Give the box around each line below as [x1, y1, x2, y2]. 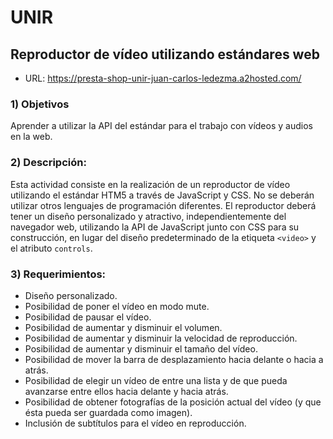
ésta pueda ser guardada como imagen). [24, 406, 193, 418]
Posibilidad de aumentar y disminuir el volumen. [24, 321, 223, 333]
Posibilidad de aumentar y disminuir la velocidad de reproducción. [24, 332, 298, 344]
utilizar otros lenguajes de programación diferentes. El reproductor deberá [10, 199, 317, 211]
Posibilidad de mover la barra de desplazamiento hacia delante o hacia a [24, 353, 324, 365]
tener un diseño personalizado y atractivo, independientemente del [10, 210, 287, 222]
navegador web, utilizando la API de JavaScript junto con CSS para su [10, 221, 300, 233]
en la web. [10, 131, 53, 143]
